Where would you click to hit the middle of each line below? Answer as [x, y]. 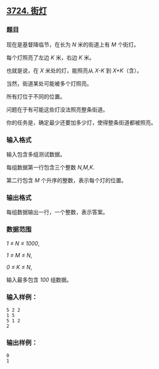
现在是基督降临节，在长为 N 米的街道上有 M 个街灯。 [73, 44]
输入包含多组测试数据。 [36, 154]
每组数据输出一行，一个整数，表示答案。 [57, 212]
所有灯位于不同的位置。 [36, 96]
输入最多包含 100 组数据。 [39, 280]
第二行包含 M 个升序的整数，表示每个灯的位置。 [67, 180]
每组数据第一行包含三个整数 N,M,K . [50, 167]
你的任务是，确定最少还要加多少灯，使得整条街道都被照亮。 [81, 122]
